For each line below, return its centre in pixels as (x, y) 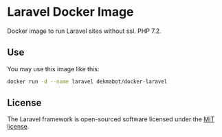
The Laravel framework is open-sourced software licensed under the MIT (111, 119)
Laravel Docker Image (70, 12)
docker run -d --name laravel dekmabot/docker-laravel (87, 82)
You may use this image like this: (53, 68)
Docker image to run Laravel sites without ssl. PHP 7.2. (84, 31)
